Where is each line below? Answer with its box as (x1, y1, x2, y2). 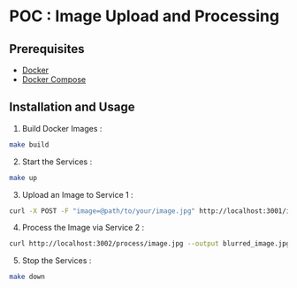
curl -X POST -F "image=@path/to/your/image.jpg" (9, 206, 196, 216)
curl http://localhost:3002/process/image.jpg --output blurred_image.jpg (9, 239, 291, 248)
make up (9, 173, 38, 182)
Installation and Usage (9, 100, 135, 115)
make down (9, 272, 46, 282)
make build (9, 140, 49, 149)
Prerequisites (9, 42, 85, 57)
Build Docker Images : (21, 123, 103, 133)
